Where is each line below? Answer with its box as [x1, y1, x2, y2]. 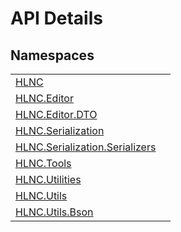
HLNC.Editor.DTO [15, 108, 98, 121]
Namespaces [10, 47, 95, 64]
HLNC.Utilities [15, 173, 82, 186]
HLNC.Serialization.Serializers [15, 140, 157, 154]
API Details [10, 7, 103, 30]
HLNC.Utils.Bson [15, 205, 94, 219]
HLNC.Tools [15, 157, 72, 170]
